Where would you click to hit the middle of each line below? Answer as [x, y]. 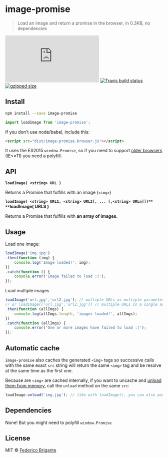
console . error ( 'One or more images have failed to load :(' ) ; [80, 328]
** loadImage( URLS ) [27, 207]
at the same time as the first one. [39, 370]
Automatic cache [32, 348]
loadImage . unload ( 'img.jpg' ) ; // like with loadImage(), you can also [80, 395]
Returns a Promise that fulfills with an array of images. [61, 216]
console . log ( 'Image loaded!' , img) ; [52, 262]
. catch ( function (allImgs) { [35, 323]
